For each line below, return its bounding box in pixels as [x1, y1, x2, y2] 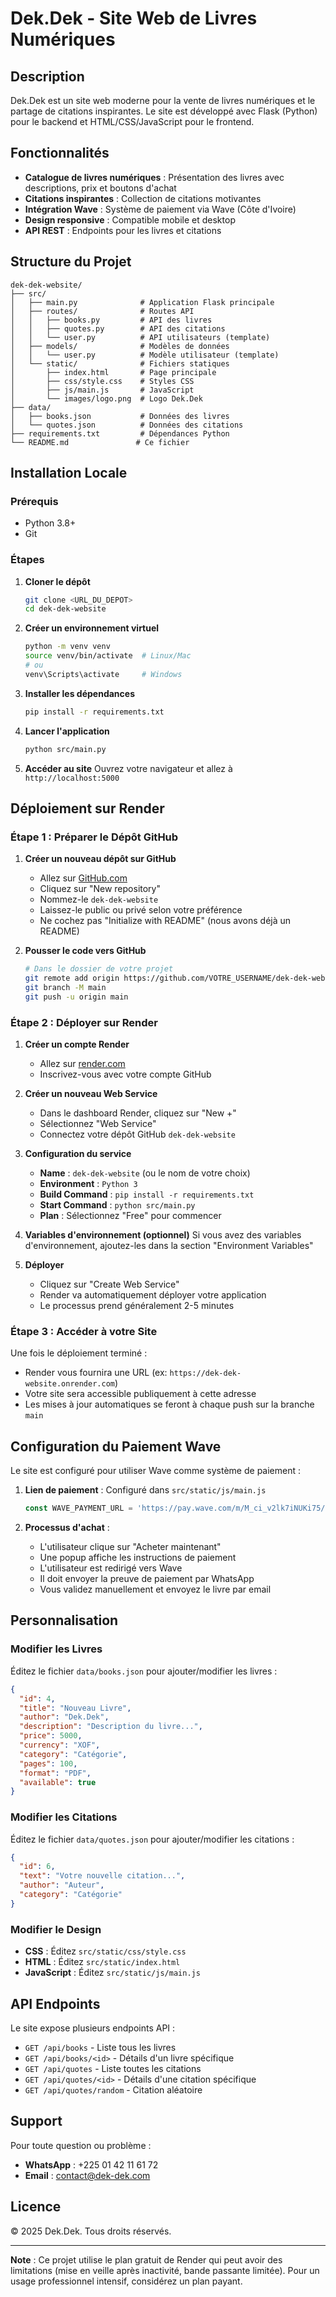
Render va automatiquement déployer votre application [39, 1289, 267, 1301]
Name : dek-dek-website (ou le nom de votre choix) [39, 1167, 251, 1179]
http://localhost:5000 [24, 773, 120, 783]
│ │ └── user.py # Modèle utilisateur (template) [10, 350, 280, 360]
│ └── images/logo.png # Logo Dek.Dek [10, 393, 203, 404]
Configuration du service [24, 1148, 132, 1160]
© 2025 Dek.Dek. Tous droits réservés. [10, 2225, 172, 2237]
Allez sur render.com [39, 1058, 126, 1070]
